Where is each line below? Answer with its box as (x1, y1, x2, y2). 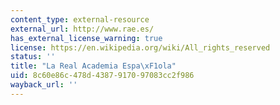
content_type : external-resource (10, 14, 150, 25)
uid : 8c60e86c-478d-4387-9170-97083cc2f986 (10, 71, 195, 81)
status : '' (10, 52, 56, 62)
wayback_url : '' (10, 80, 78, 90)
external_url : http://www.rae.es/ (10, 24, 155, 34)
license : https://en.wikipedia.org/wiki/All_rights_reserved (10, 42, 271, 53)
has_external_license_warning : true (10, 33, 163, 43)
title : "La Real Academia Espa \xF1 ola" (10, 61, 177, 71)
